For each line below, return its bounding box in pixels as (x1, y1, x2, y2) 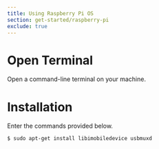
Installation (7, 99, 73, 115)
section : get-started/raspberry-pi (7, 16, 109, 23)
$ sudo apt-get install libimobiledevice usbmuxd (7, 135, 153, 142)
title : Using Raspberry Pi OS (7, 10, 94, 17)
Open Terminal (7, 52, 94, 68)
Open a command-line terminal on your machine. (7, 75, 147, 83)
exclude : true (7, 23, 48, 30)
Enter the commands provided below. (7, 122, 114, 130)
